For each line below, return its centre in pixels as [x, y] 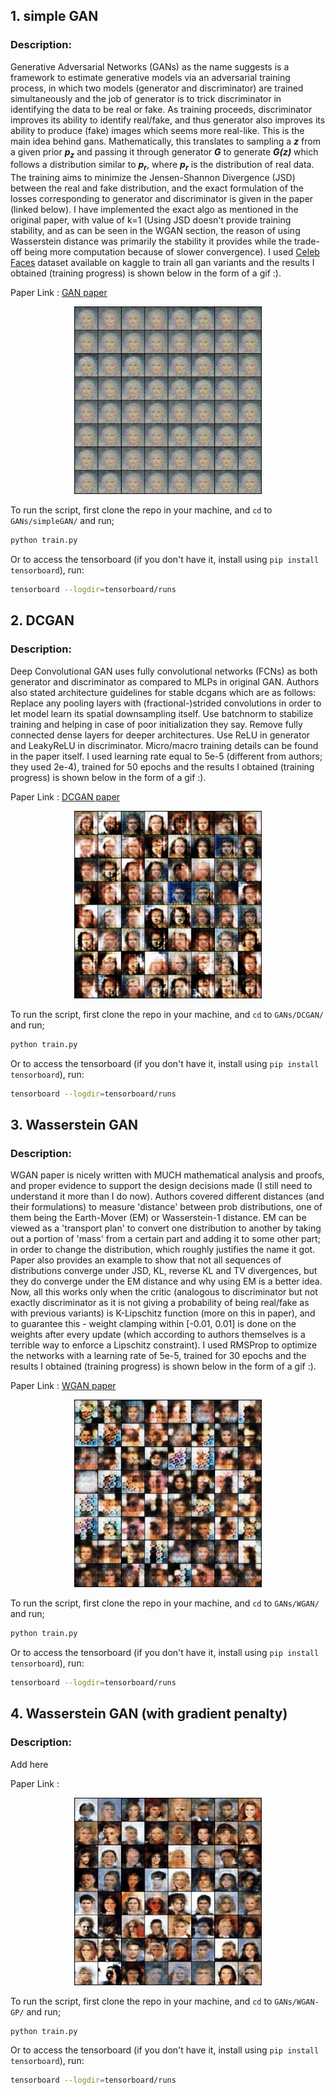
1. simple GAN [54, 16]
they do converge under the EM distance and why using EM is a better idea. [166, 1281]
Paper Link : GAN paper [59, 293]
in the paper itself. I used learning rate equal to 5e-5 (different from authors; [166, 756]
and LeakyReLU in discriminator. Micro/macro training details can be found [164, 745]
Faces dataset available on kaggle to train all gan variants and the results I [162, 263]
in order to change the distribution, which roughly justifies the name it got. [163, 1250]
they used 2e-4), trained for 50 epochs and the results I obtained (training [162, 766]
